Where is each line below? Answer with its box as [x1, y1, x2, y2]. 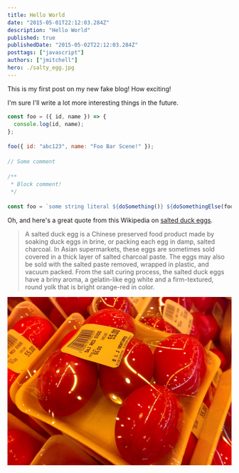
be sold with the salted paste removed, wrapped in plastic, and [24, 260, 209, 269]
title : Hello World [7, 11, 65, 19]
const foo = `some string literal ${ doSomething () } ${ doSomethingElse [7, 203, 221, 210]
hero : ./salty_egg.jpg [7, 64, 75, 71]
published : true [7, 34, 55, 41]
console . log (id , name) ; [14, 120, 84, 128]
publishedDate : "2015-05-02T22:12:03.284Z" [7, 41, 139, 49]
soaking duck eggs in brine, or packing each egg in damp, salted [24, 237, 216, 246]
